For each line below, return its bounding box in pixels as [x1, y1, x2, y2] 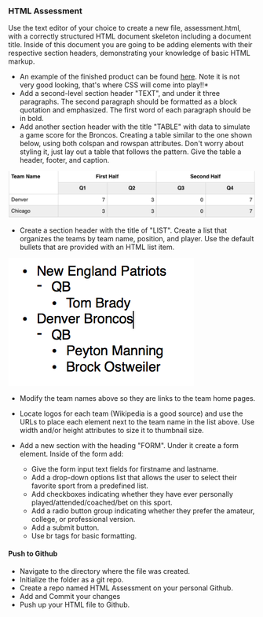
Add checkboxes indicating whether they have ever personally [31, 489, 234, 498]
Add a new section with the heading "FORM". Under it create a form [19, 440, 239, 450]
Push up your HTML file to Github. [19, 600, 130, 609]
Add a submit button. [31, 523, 100, 532]
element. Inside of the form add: [19, 449, 124, 458]
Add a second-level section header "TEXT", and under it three [19, 89, 221, 98]
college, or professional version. [31, 514, 136, 523]
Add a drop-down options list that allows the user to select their [31, 472, 238, 482]
